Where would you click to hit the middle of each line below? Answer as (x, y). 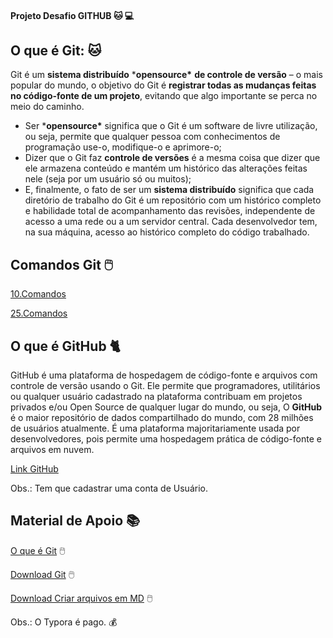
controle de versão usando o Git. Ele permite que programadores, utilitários (165, 386)
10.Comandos (38, 294)
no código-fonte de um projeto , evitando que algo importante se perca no (164, 96)
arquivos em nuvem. (52, 450)
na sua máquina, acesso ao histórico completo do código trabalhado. (167, 232)
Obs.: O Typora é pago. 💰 (64, 622)
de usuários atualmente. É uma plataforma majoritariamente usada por (155, 428)
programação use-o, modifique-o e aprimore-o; (123, 147)
